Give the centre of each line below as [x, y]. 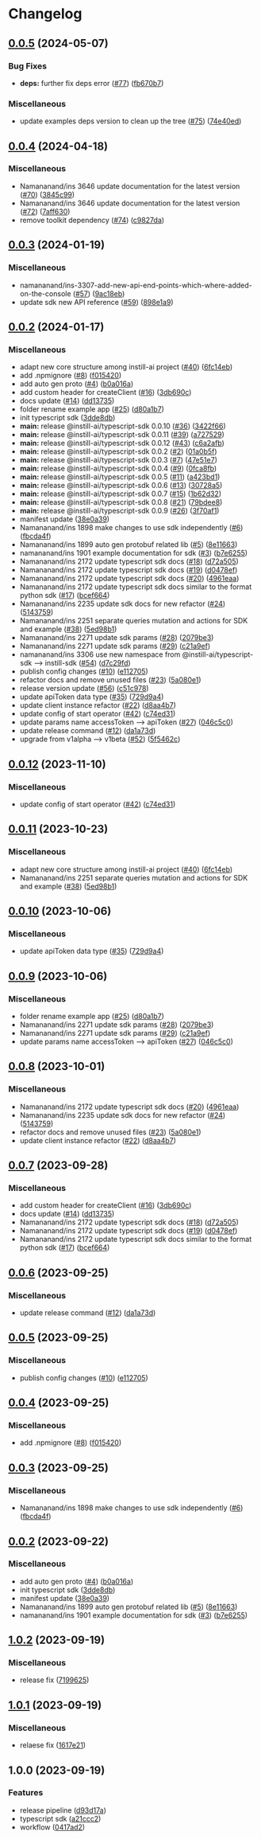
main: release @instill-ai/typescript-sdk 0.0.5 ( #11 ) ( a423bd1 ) [120, 477]
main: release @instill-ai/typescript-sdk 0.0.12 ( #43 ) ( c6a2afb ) [122, 443]
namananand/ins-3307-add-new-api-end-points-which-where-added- [136, 285]
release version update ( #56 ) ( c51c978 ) [84, 689]
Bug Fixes [28, 66]
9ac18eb [109, 293]
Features [26, 1793]
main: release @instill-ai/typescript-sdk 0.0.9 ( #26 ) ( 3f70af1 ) [119, 511]
